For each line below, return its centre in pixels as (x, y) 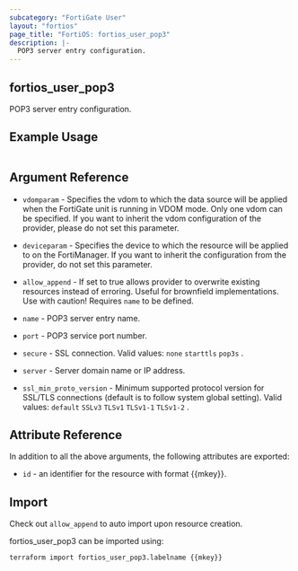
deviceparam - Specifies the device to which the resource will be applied (155, 245)
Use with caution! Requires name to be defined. (108, 301)
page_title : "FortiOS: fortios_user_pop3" (90, 34)
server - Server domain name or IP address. (104, 370)
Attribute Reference (66, 435)
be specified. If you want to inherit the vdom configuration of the (142, 218)
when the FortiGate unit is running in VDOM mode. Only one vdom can (152, 208)
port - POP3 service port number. (85, 335)
